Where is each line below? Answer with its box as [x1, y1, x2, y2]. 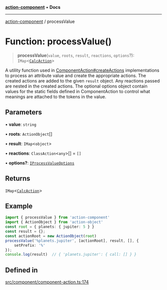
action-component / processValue [5, 18, 75, 24]
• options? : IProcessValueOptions [5, 160, 75, 166]
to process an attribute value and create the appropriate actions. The [5, 72, 147, 79]
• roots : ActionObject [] [5, 131, 53, 137]
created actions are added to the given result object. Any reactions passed [5, 78, 160, 84]
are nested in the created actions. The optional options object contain [5, 83, 148, 89]
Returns [5, 174, 31, 183]
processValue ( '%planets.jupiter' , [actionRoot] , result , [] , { [5, 238, 139, 243]
